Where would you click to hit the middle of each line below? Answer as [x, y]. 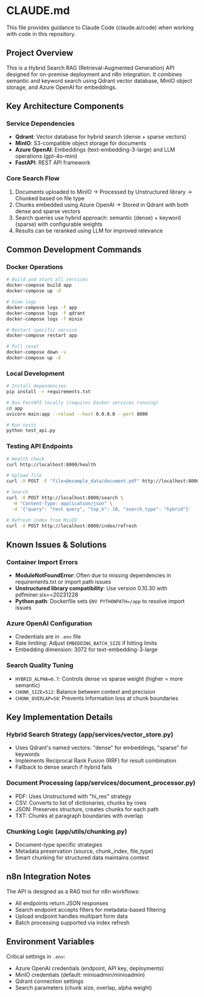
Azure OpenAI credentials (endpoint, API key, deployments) [89, 968]
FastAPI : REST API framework [53, 163]
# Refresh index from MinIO [42, 520]
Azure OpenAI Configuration [49, 623]
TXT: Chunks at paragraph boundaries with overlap [79, 816]
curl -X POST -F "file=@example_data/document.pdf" [73, 481]
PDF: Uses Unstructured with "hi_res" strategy [73, 796]
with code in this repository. [41, 33]
